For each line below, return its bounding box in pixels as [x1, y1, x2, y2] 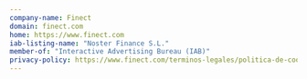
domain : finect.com [9, 22, 84, 31]
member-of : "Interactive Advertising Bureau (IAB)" [9, 47, 210, 56]
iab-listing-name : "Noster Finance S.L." [9, 38, 170, 48]
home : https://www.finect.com [9, 30, 125, 39]
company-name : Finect [9, 13, 92, 23]
